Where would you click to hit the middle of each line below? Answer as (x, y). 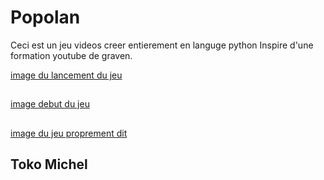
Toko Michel (49, 164)
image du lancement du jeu (66, 75)
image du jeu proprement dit (69, 133)
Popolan (45, 17)
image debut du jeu (50, 104)
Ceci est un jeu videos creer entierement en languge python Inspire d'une (162, 45)
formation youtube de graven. (71, 55)
